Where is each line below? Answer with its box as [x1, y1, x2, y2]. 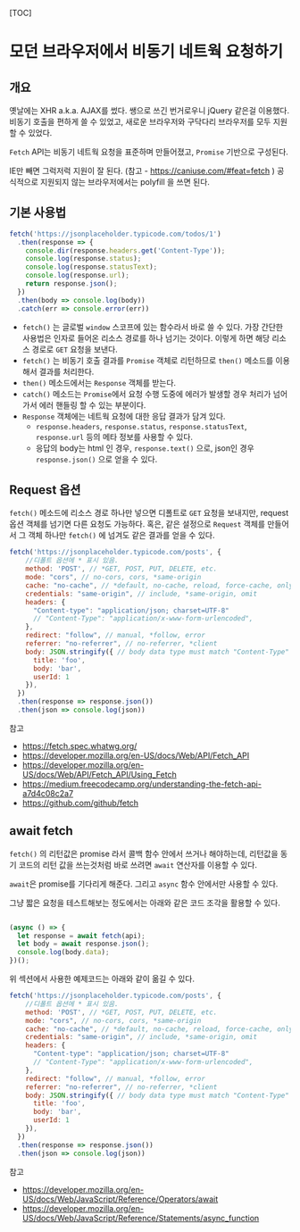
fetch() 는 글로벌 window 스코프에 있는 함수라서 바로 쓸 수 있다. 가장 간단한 [21, 321, 284, 332]
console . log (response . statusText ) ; [25, 262, 158, 271]
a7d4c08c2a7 [21, 787, 74, 798]
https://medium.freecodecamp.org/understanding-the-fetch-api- [21, 778, 262, 789]
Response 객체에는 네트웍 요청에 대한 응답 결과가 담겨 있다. [21, 411, 226, 421]
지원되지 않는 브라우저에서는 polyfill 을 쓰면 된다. [39, 177, 210, 187]
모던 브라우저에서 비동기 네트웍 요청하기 [9, 42, 284, 62]
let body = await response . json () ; [17, 939, 150, 949]
